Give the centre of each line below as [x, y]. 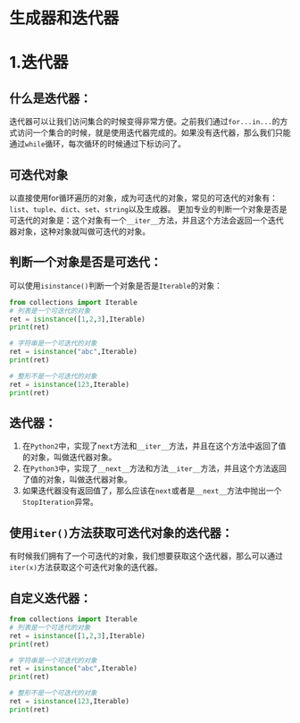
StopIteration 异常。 [60, 502]
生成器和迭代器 [64, 18]
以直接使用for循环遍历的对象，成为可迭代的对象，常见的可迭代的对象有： [144, 198]
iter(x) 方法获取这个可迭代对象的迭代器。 [86, 567]
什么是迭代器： [50, 98]
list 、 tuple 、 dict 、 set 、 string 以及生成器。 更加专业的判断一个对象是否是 [148, 209]
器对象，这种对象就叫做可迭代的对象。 [79, 231]
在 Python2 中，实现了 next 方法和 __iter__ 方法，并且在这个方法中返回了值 [154, 446]
